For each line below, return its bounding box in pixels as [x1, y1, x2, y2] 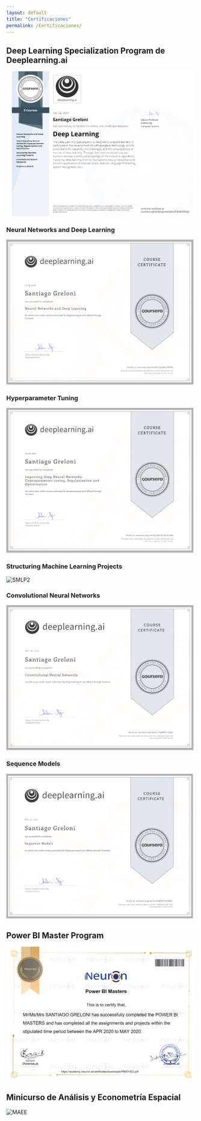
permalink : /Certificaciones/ [6, 22, 82, 28]
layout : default [6, 10, 47, 16]
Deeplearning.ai [6, 55, 68, 65]
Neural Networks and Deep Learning [6, 225, 116, 234]
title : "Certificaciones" [6, 16, 71, 22]
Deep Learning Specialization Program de [6, 45, 165, 56]
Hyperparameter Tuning [6, 394, 78, 402]
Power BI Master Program [6, 930, 104, 941]
